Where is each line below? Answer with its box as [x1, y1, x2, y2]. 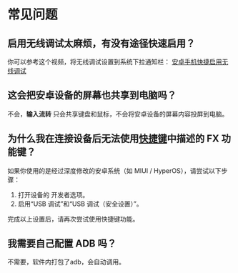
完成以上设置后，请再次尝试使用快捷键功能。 [7, 214, 139, 223]
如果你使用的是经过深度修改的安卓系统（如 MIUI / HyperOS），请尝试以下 [7, 166, 222, 175]
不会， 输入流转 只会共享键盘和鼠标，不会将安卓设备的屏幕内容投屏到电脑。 [7, 109, 229, 118]
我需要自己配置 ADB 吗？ [7, 237, 116, 250]
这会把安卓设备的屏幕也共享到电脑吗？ [7, 89, 177, 101]
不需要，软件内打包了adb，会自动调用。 [7, 258, 126, 267]
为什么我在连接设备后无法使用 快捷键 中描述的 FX [7, 133, 219, 145]
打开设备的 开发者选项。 [17, 190, 89, 199]
